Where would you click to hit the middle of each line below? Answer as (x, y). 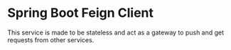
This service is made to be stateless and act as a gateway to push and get (116, 32)
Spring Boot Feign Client (81, 13)
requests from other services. (51, 39)
